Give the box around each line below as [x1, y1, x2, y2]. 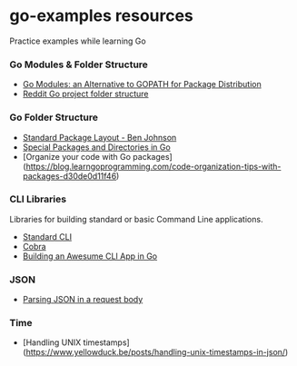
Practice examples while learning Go [9, 35, 147, 46]
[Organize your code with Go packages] [22, 151, 173, 162]
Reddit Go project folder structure [22, 88, 149, 100]
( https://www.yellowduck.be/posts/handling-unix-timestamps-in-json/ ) [22, 347, 289, 358]
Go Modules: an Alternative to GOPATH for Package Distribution [22, 79, 262, 90]
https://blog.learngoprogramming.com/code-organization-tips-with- [25, 161, 282, 172]
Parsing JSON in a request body [22, 294, 144, 305]
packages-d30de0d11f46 [22, 170, 117, 182]
